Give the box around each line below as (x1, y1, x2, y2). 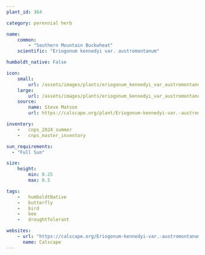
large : (17, 87, 34, 94)
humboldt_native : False (6, 59, 67, 65)
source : (17, 98, 37, 105)
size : (6, 160, 20, 166)
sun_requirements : (6, 143, 53, 150)
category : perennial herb (6, 20, 72, 26)
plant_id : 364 (6, 9, 43, 15)
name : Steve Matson (28, 105, 78, 111)
